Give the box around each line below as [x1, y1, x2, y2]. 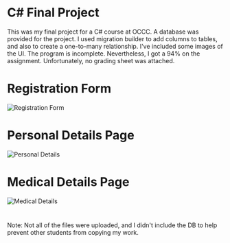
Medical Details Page [7, 174, 130, 189]
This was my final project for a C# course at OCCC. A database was [7, 27, 199, 36]
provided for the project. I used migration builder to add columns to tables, [7, 34, 218, 43]
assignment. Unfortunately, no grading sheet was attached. [7, 56, 175, 65]
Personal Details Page [7, 128, 135, 143]
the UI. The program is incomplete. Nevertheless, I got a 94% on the [7, 49, 200, 58]
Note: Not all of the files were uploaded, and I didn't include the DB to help [7, 221, 218, 229]
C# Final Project [7, 5, 100, 21]
